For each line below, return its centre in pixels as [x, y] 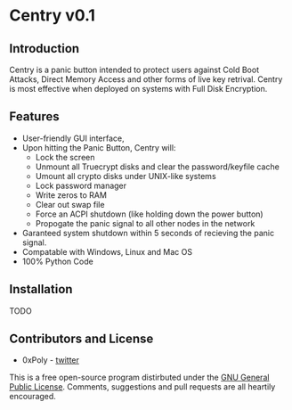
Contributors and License [81, 339]
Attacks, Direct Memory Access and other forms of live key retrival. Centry [146, 79]
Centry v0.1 [53, 16]
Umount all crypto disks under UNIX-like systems [126, 176]
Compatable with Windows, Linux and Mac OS [107, 251]
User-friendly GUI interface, [73, 138]
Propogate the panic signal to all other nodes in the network [145, 223]
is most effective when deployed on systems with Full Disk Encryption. [138, 89]
